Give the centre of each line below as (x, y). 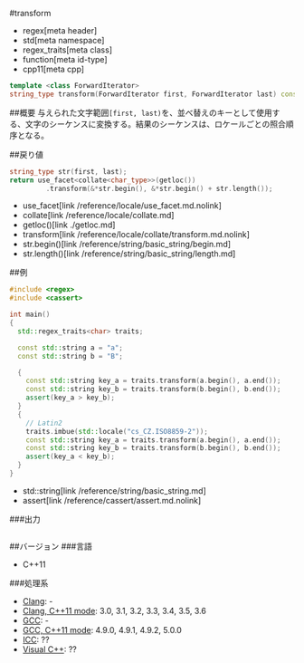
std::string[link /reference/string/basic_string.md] (114, 490)
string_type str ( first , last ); (68, 171)
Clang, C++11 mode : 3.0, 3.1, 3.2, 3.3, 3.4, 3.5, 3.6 (114, 610)
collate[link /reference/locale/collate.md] (98, 216)
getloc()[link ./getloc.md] (69, 225)
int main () (30, 315)
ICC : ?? (36, 639)
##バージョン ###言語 (51, 546)
